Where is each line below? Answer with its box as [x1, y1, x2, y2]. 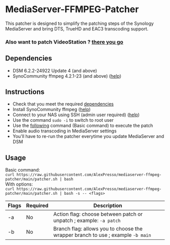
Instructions [5, 88, 45, 96]
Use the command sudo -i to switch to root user [12, 117, 114, 123]
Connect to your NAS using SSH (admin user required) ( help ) [12, 112, 140, 118]
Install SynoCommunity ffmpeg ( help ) [12, 107, 91, 113]
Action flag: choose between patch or [53, 211, 143, 218]
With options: [5, 181, 33, 187]
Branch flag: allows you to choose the [53, 225, 143, 232]
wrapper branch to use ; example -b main [53, 232, 151, 239]
